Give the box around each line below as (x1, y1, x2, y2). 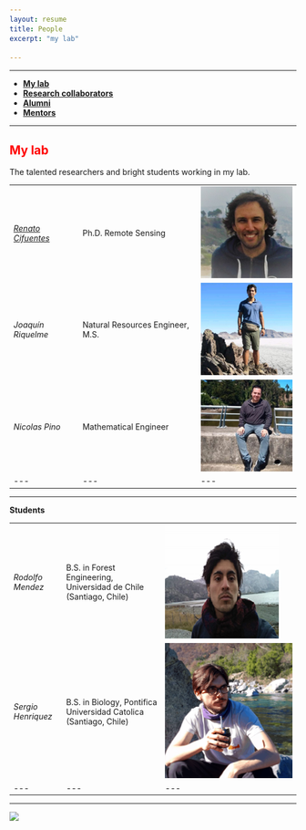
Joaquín (13, 319, 45, 330)
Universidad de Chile (66, 582, 144, 593)
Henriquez (13, 711, 53, 722)
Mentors (22, 108, 56, 119)
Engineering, (66, 572, 114, 583)
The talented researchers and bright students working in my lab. (9, 167, 250, 178)
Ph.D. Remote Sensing (82, 228, 166, 239)
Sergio (13, 701, 38, 712)
